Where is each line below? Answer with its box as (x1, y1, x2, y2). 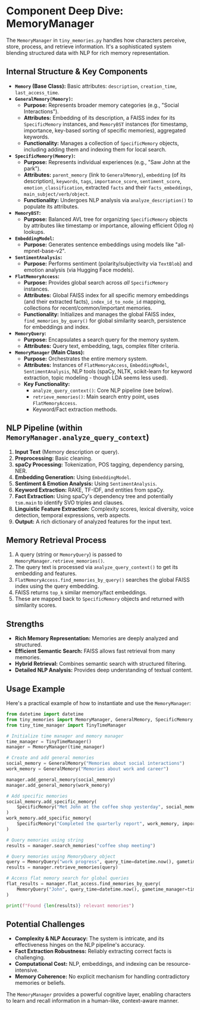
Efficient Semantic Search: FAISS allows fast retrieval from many (14, 647, 176, 654)
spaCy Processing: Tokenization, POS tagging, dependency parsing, (14, 461, 185, 468)
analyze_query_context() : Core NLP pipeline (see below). (32, 387, 174, 394)
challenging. (14, 954, 46, 961)
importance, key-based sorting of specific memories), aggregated (23, 126, 186, 134)
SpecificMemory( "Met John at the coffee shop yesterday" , (17, 804, 164, 810)
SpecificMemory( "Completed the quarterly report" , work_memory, (17, 821, 180, 827)
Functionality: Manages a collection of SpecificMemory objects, (23, 139, 179, 147)
